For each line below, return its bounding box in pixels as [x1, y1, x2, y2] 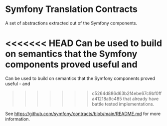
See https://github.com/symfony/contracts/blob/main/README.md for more [5, 110, 161, 116]
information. [5, 116, 30, 122]
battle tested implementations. [92, 101, 155, 107]
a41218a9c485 [92, 95, 122, 101]
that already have [123, 95, 159, 101]
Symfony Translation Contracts [5, 3, 138, 15]
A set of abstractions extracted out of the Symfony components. [5, 20, 138, 26]
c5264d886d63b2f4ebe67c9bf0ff [92, 90, 162, 96]
